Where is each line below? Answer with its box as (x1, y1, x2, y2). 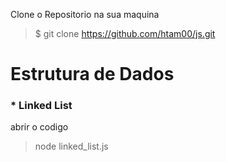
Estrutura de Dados (10, 63, 175, 86)
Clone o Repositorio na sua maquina (10, 9, 160, 20)
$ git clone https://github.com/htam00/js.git (34, 28, 216, 39)
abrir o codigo (10, 121, 69, 133)
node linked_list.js (34, 140, 109, 153)
